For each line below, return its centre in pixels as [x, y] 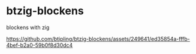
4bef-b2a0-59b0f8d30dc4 [40, 45]
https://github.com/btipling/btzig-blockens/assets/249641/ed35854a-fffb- [98, 39]
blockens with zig [28, 27]
